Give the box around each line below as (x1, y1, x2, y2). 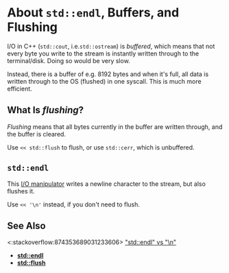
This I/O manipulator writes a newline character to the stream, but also (7, 180, 206, 188)
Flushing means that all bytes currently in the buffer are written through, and (7, 122, 223, 131)
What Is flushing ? (7, 104, 84, 116)
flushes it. (7, 187, 36, 195)
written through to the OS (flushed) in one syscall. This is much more (7, 77, 202, 85)
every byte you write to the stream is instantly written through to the (7, 49, 200, 58)
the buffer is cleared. (7, 130, 67, 138)
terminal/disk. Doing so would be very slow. (7, 56, 130, 64)
